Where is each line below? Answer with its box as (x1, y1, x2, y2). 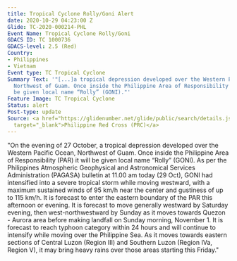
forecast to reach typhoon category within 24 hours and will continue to (7, 223, 217, 231)
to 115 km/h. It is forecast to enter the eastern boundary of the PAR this (7, 193, 213, 201)
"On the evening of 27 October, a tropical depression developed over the (7, 141, 219, 149)
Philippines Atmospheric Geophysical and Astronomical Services (7, 163, 195, 172)
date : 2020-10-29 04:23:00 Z (7, 17, 93, 24)
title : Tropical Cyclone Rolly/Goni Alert (7, 10, 134, 18)
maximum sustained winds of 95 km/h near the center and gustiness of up (7, 186, 224, 194)
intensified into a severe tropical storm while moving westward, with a (7, 178, 210, 186)
